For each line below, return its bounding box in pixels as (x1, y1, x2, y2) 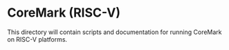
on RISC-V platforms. (7, 35, 68, 43)
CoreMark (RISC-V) (7, 5, 121, 21)
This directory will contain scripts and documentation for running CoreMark (7, 28, 223, 36)
